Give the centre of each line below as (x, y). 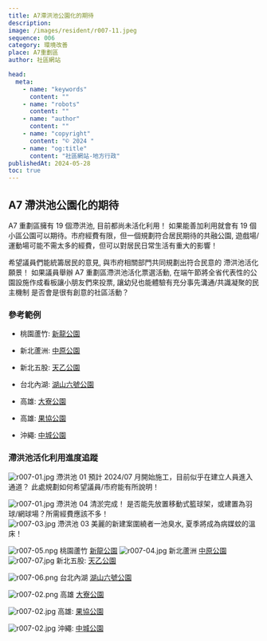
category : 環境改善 (38, 45)
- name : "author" (51, 119)
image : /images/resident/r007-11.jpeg (73, 30)
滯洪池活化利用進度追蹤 (53, 458)
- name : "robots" (51, 104)
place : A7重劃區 (33, 53)
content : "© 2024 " (61, 141)
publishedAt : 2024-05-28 (49, 163)
